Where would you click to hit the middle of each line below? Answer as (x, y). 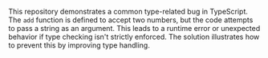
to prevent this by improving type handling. (79, 45)
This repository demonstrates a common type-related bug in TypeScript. (128, 12)
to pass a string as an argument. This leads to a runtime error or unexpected (134, 28)
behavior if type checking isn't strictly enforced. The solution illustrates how (134, 37)
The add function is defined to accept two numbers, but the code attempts (131, 20)
